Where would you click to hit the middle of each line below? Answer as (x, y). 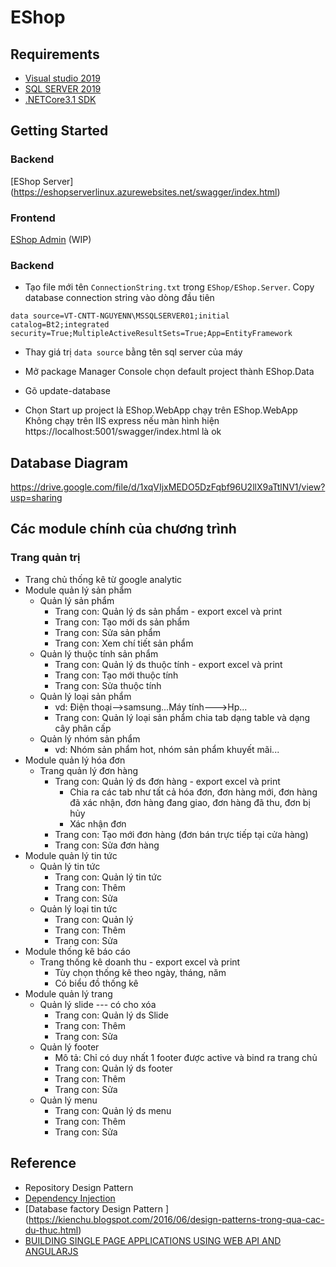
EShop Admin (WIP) (51, 239)
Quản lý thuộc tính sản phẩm (99, 653)
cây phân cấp (83, 728)
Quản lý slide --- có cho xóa (98, 1004)
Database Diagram (69, 462)
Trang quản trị (45, 558)
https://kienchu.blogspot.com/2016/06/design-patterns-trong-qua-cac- (176, 1219)
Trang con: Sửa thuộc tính (108, 685)
